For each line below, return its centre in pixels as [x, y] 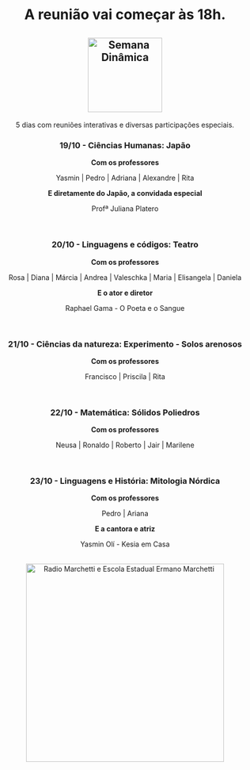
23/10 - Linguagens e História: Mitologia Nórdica [125, 481]
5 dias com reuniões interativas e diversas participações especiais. [125, 125]
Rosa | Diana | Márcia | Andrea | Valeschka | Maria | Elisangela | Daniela [125, 277]
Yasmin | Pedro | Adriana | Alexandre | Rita [125, 178]
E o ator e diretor [125, 293]
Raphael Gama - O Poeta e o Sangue [125, 308]
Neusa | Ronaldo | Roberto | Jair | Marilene [125, 445]
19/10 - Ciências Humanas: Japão [125, 145]
